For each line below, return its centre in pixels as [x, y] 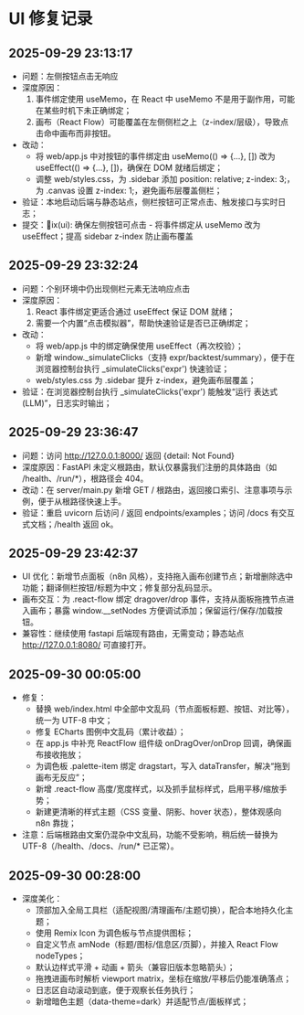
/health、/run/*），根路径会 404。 [85, 478]
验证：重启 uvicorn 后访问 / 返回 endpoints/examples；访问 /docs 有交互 [158, 512]
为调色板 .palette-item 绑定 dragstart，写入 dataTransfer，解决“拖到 [163, 766]
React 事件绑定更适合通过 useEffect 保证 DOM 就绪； [135, 311]
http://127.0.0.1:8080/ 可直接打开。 [86, 645]
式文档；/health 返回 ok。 [70, 524]
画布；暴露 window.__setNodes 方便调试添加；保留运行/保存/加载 [152, 611]
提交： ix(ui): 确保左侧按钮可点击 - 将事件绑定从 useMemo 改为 [141, 224]
